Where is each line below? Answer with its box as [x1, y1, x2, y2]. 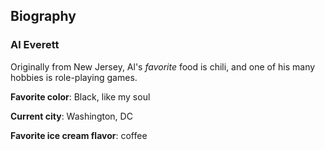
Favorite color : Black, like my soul [10, 90, 151, 103]
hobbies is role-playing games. [10, 71, 138, 83]
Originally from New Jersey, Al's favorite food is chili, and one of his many [10, 60, 316, 73]
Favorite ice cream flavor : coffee [10, 129, 148, 141]
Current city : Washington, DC [10, 110, 133, 122]
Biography [10, 8, 77, 25]
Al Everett [10, 38, 60, 52]
